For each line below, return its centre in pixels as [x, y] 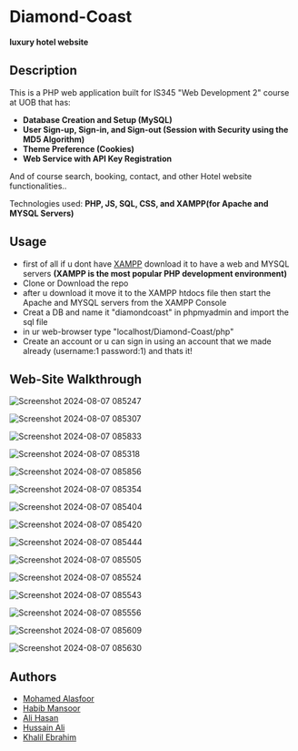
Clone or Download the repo [75, 283]
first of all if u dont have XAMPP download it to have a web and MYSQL [156, 264]
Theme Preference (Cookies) [78, 148]
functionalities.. [38, 186]
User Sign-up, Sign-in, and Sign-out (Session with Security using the [155, 129]
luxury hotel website [49, 42]
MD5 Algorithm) [54, 139]
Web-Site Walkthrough [76, 379]
